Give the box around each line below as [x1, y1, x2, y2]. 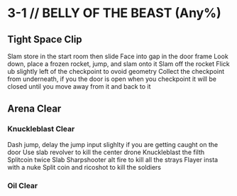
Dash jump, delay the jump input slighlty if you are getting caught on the [7, 140, 219, 148]
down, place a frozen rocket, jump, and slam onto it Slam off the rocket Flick [7, 60, 231, 68]
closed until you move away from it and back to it [7, 82, 151, 90]
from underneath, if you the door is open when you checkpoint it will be [7, 75, 216, 83]
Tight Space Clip [7, 33, 83, 45]
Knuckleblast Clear [7, 124, 75, 134]
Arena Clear [7, 103, 62, 115]
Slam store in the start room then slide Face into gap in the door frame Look [7, 52, 228, 60]
